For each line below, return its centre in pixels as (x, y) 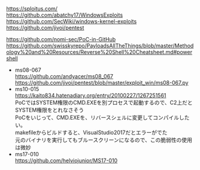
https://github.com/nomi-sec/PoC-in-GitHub (61, 39)
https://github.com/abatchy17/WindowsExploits (65, 15)
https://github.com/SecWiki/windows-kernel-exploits (72, 21)
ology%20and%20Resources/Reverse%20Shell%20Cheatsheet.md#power (99, 52)
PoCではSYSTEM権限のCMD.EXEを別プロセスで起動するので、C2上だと (104, 102)
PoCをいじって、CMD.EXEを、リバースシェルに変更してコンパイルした (102, 117)
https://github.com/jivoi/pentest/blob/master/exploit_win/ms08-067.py (101, 83)
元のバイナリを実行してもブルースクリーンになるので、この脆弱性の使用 (104, 140)
